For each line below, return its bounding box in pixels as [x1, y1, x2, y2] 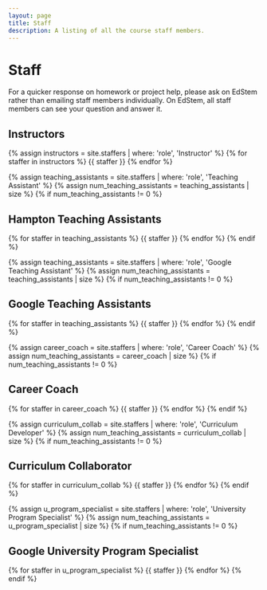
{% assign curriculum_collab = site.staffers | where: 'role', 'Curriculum [8, 419, 238, 429]
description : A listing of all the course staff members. [8, 26, 205, 34]
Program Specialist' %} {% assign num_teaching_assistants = [8, 513, 210, 522]
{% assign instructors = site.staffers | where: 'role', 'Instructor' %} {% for [8, 148, 248, 158]
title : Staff [8, 19, 52, 27]
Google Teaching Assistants [8, 297, 151, 311]
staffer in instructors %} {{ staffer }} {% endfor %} [8, 157, 173, 167]
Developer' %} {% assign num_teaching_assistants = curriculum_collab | [8, 427, 247, 437]
